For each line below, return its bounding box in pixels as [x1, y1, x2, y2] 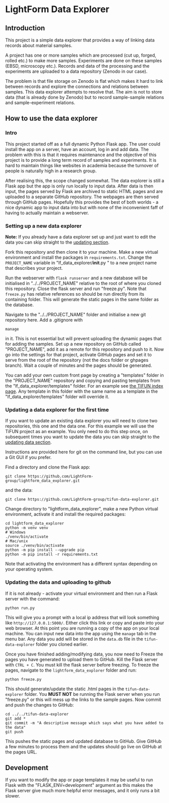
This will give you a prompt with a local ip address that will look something [5, 614, 159, 620]
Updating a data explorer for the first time [5, 406, 109, 413]
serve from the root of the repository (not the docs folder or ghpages [5, 357, 149, 363]
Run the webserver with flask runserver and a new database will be [5, 274, 148, 281]
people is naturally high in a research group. [5, 168, 97, 174]
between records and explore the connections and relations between [5, 83, 149, 89]
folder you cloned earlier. [36, 641, 88, 647]
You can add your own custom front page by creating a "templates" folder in [5, 372, 164, 378]
